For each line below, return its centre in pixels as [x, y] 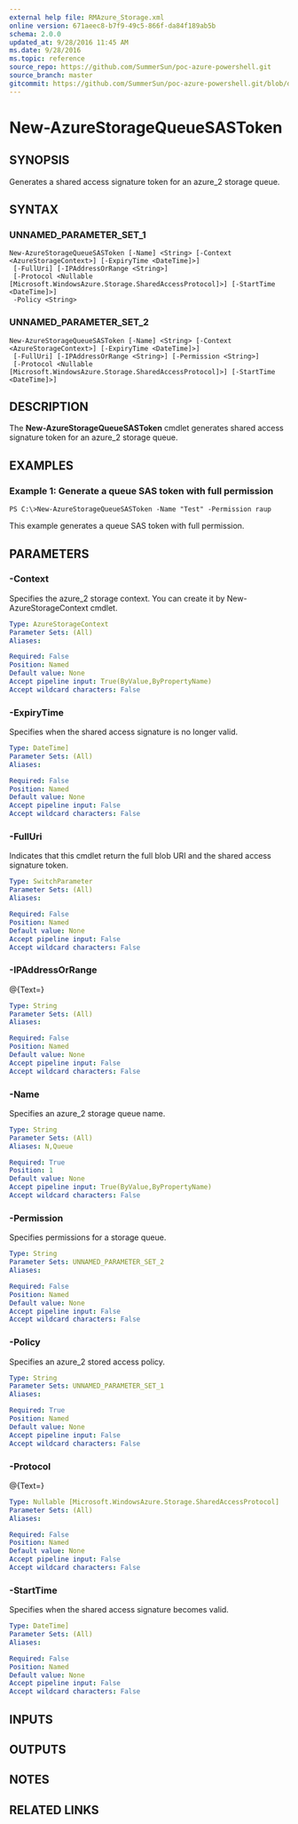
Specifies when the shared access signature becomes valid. [119, 1610]
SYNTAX [34, 210]
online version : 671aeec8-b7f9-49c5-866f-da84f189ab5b [113, 26]
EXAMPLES [41, 465]
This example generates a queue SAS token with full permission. [127, 526]
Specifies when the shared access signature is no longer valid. [124, 732]
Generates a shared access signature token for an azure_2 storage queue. [145, 181]
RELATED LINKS [54, 1810]
